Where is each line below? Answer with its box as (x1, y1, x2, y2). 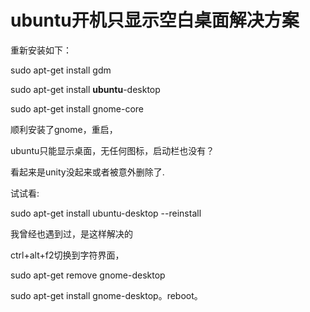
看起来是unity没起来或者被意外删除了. (10, 166, 165, 178)
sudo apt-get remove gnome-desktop (10, 269, 166, 281)
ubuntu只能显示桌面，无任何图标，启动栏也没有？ (10, 144, 215, 156)
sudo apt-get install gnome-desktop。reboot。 (10, 289, 203, 301)
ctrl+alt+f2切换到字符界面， (10, 249, 125, 261)
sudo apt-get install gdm (10, 64, 112, 76)
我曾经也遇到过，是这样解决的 (10, 227, 133, 240)
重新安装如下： (10, 44, 72, 56)
